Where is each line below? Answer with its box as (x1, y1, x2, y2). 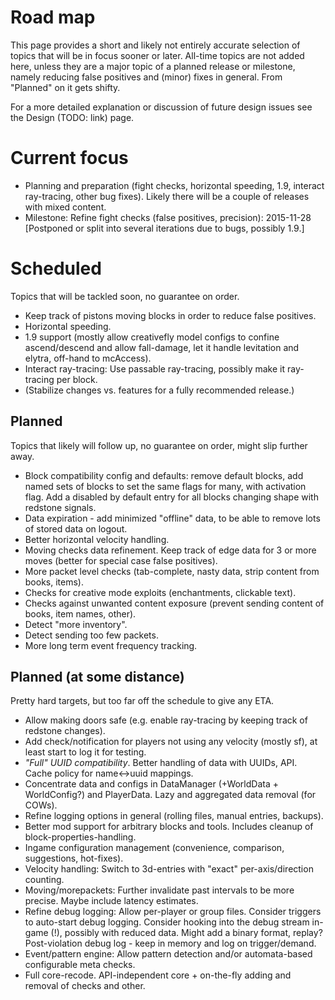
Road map (10, 6, 96, 29)
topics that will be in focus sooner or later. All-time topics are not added (10, 49, 305, 61)
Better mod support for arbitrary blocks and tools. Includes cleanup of (24, 821, 314, 833)
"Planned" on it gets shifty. (10, 81, 121, 93)
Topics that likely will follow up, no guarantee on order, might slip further (10, 439, 308, 451)
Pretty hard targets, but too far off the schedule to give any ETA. (10, 695, 275, 707)
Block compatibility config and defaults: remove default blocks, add (24, 469, 304, 481)
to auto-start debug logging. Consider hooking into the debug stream (24, 916, 310, 928)
